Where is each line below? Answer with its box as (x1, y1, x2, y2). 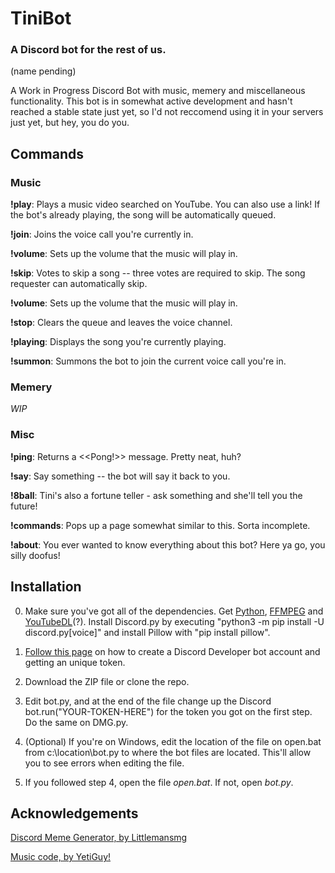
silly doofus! (10, 549, 61, 561)
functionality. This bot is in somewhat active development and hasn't (10, 95, 293, 107)
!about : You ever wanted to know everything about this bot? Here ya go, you (10, 538, 326, 551)
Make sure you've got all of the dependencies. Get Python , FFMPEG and (24, 605, 324, 617)
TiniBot (10, 7, 72, 30)
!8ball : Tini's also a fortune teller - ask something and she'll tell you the (10, 489, 303, 501)
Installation (10, 578, 82, 596)
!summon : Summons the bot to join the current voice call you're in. (10, 355, 287, 367)
